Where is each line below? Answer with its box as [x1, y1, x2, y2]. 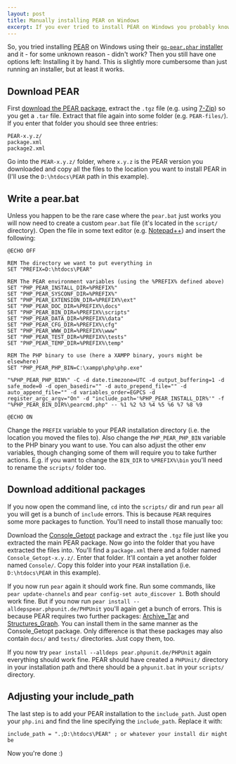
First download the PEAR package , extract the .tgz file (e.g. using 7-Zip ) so [7, 104, 226, 113]
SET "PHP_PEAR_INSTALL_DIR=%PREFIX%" [7, 284, 118, 291]
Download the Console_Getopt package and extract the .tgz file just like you [7, 530, 228, 539]
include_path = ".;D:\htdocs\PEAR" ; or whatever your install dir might [7, 730, 228, 737]
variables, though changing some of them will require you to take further [7, 448, 217, 457]
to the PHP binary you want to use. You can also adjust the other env [7, 441, 206, 449]
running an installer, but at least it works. [7, 65, 125, 74]
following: [7, 234, 36, 242]
